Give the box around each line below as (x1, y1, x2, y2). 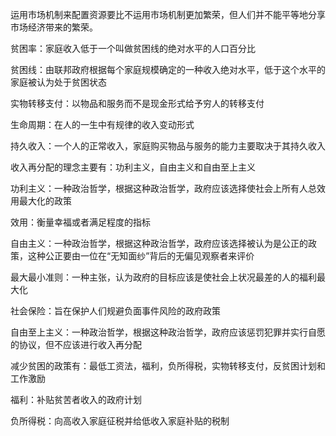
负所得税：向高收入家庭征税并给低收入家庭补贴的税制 (10, 415, 230, 427)
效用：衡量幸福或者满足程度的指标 (10, 216, 151, 228)
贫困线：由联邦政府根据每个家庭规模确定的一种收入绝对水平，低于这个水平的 (10, 64, 326, 75)
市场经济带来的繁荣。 (10, 21, 98, 33)
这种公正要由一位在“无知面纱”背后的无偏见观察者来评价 (27, 250, 255, 262)
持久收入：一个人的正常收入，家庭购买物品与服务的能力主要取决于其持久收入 (10, 140, 326, 152)
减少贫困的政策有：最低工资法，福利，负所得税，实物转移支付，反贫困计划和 (10, 360, 326, 372)
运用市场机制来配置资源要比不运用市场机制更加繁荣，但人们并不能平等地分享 (10, 9, 326, 20)
